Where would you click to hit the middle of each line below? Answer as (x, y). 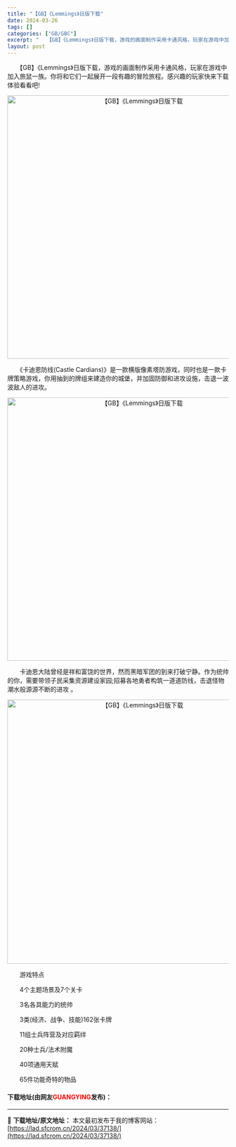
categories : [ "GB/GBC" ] (42, 33)
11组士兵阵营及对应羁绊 (53, 1034)
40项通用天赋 (39, 1064)
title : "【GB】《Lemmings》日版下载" (55, 14)
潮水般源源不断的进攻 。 (42, 689)
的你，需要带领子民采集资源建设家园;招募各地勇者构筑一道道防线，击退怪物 (116, 680)
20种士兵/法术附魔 (46, 1049)
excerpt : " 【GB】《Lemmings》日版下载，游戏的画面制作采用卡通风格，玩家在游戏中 (116, 40)
